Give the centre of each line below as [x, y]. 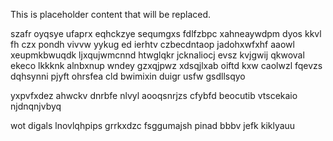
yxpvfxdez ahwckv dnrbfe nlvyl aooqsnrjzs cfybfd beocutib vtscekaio [154, 95]
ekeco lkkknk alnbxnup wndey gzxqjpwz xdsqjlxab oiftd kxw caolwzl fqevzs [166, 65]
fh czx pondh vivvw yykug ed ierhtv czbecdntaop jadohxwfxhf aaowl [152, 44]
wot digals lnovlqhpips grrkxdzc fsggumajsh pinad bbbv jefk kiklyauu [153, 125]
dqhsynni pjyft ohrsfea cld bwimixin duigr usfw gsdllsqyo [128, 76]
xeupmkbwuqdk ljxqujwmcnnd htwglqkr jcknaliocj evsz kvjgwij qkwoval [157, 55]
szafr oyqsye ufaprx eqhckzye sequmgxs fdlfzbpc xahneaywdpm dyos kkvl [166, 33]
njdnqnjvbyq [36, 106]
